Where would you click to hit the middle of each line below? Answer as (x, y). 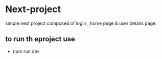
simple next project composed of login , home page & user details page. (81, 23)
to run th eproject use (40, 39)
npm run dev (26, 51)
